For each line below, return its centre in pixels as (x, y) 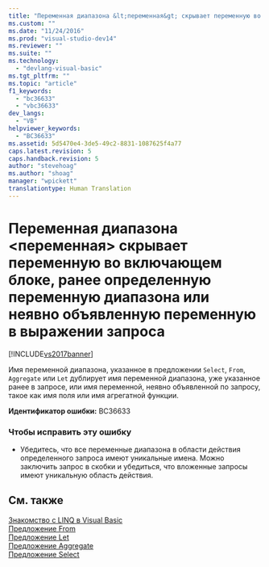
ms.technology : (34, 61)
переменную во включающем (116, 262)
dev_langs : (27, 114)
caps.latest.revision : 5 (50, 151)
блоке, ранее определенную (110, 280)
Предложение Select (44, 554)
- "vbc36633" (37, 106)
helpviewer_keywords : (45, 128)
